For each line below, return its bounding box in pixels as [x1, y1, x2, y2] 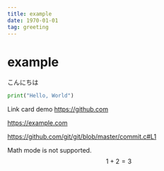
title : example [7, 10, 52, 18]
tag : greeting [7, 23, 49, 30]
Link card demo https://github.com [7, 105, 108, 114]
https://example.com [7, 119, 68, 127]
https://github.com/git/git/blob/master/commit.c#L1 [7, 132, 157, 141]
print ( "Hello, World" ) [7, 93, 74, 100]
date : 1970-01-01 [7, 17, 59, 24]
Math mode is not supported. [7, 146, 92, 155]
